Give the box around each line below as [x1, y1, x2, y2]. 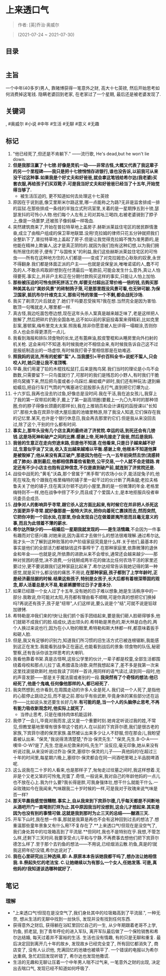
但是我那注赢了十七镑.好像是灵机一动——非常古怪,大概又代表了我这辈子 [12, 162, 159, 168]
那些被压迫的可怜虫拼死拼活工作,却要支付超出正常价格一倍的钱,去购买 [12, 279, 154, 285]
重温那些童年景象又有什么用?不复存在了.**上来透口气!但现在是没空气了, [12, 822, 157, 828]
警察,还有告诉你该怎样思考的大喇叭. [12, 650, 85, 656]
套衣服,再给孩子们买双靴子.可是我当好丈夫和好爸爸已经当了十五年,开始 [12, 181, 156, 187]
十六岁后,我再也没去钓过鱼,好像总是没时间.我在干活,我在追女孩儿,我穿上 [12, 390, 157, 396]
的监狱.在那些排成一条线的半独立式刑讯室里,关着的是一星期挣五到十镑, [12, 205, 155, 211]
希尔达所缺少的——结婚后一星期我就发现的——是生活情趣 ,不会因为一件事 [12, 526, 161, 532]
